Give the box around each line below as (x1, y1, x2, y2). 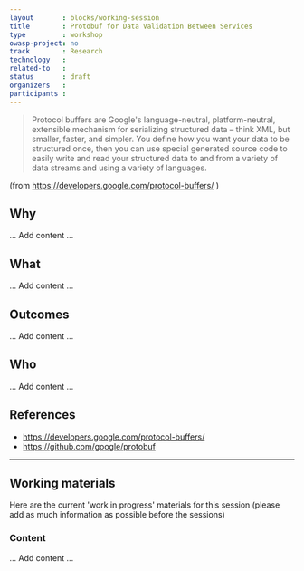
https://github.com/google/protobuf (22, 440, 157, 451)
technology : (9, 55, 67, 64)
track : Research (9, 47, 103, 56)
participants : (9, 89, 67, 98)
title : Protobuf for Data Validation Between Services (9, 22, 253, 31)
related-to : (9, 64, 67, 73)
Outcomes (9, 306, 70, 322)
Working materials (9, 475, 116, 490)
